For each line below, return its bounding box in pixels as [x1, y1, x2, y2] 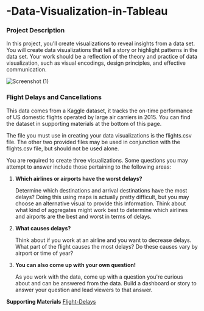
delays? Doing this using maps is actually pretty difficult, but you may [15, 193, 189, 200]
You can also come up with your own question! [15, 261, 136, 268]
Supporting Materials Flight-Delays [6, 298, 96, 305]
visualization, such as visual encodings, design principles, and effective [6, 59, 186, 67]
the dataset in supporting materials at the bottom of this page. [6, 120, 162, 127]
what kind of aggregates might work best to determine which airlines [15, 206, 188, 213]
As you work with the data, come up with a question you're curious [15, 273, 183, 280]
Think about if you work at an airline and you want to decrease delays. [15, 236, 192, 244]
